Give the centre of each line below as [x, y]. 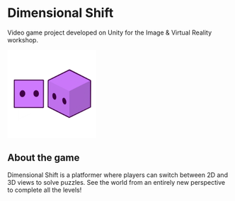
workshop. [23, 39]
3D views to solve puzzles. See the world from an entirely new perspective [116, 182]
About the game [44, 158]
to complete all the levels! [45, 190]
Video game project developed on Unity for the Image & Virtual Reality [110, 32]
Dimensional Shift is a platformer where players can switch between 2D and [118, 175]
